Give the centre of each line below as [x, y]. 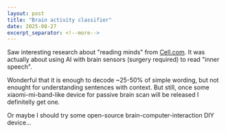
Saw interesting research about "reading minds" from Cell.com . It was [106, 52]
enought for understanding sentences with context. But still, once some [108, 87]
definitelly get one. [34, 102]
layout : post [26, 13]
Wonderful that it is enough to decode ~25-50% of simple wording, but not [113, 80]
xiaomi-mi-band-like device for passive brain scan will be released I [103, 95]
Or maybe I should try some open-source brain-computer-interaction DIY [111, 115]
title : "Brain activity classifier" [59, 20]
